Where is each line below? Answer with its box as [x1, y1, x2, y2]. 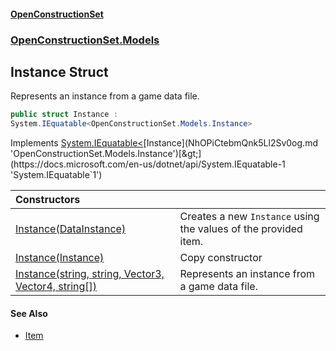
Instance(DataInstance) [15, 222, 127, 236]
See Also [10, 307, 48, 319]
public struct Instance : [10, 110, 118, 120]
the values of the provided [179, 222, 303, 236]
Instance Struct [10, 63, 109, 80]
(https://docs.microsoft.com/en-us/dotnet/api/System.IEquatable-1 [10, 158, 286, 170]
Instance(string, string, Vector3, [15, 267, 165, 281]
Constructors [15, 193, 81, 207]
